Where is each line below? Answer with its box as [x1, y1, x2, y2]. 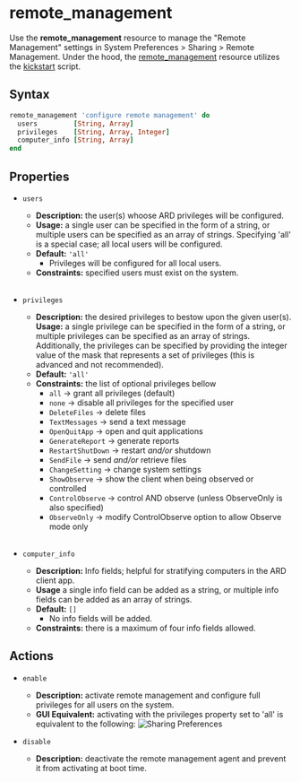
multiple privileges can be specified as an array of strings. [35, 330, 251, 341]
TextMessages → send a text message [48, 416, 186, 427]
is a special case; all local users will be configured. [35, 239, 223, 249]
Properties [9, 169, 70, 184]
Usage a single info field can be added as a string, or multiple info [35, 584, 279, 595]
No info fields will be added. [48, 613, 153, 623]
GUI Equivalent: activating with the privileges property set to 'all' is [35, 708, 284, 719]
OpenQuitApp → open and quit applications [48, 425, 203, 437]
